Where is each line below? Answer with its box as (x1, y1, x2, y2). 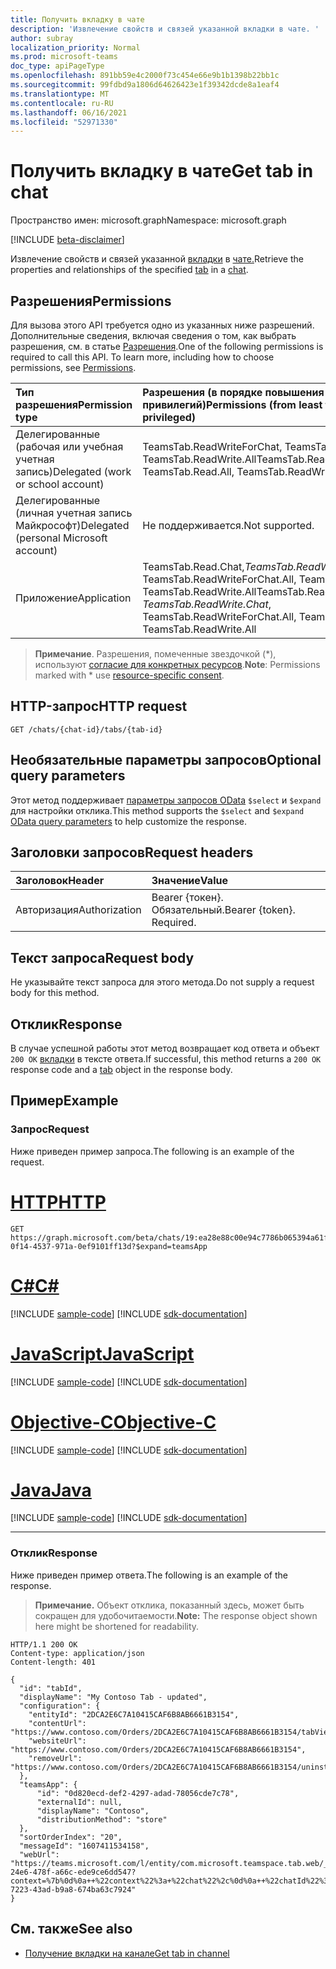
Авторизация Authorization (15, 903, 142, 917)
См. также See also (10, 1921, 133, 1938)
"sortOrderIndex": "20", (19, 1832, 123, 1842)
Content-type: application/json (10, 1648, 145, 1658)
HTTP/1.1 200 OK (10, 1639, 78, 1650)
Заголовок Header (15, 874, 105, 888)
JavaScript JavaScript (10, 1342, 195, 1365)
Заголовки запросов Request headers (10, 844, 254, 861)
